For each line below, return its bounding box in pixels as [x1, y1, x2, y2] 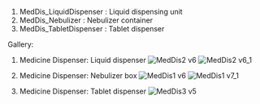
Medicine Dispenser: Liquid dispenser [19, 56, 147, 64]
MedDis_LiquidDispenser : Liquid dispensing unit [19, 7, 184, 16]
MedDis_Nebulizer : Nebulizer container [19, 15, 154, 25]
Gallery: [7, 40, 34, 49]
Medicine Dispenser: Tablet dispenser [19, 86, 147, 96]
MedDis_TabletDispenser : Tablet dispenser [19, 24, 165, 33]
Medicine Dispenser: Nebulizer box [19, 71, 137, 80]
